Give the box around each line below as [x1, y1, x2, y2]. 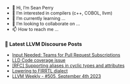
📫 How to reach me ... [12, 26, 59, 32]
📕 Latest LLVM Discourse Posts [5, 40, 82, 47]
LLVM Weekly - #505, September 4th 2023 [12, 73, 101, 79]
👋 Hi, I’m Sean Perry [12, 5, 54, 10]
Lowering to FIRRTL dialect [12, 68, 68, 74]
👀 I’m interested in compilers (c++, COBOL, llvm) [12, 10, 112, 16]
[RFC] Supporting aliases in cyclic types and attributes [12, 62, 125, 68]
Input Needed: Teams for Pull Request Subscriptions [12, 52, 120, 58]
